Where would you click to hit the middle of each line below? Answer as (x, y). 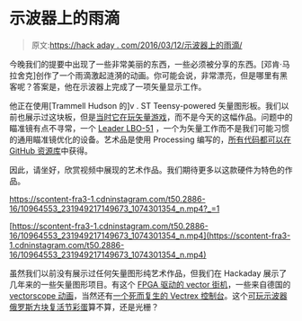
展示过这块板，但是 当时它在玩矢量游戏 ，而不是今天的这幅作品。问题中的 (159, 117)
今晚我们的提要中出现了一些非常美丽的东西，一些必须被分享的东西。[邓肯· (146, 64)
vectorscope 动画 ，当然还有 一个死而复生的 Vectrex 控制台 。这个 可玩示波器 (148, 295)
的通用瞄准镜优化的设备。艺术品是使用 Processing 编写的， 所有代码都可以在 (151, 139)
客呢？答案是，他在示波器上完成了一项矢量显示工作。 (108, 86)
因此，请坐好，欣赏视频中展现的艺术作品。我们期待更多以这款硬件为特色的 (147, 169)
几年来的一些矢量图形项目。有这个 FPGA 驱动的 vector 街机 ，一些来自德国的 (150, 284)
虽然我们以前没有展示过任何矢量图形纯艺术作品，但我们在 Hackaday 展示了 (148, 273)
